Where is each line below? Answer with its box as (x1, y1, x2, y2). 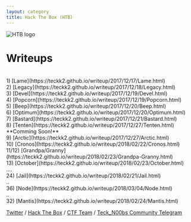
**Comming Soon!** (6, 128, 60, 135)
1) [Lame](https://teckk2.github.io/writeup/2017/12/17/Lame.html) (6, 77, 165, 85)
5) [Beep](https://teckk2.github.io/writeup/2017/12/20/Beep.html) (6, 102, 167, 110)
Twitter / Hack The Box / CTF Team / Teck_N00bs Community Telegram (6, 209, 183, 216)
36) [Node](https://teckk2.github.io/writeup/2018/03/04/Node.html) (6, 185, 173, 192)
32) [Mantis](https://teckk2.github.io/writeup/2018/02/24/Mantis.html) (6, 198, 179, 205)
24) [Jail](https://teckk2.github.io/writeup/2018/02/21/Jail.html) (6, 172, 161, 179)
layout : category (6, 8, 49, 15)
